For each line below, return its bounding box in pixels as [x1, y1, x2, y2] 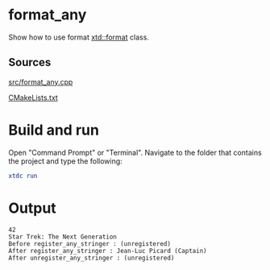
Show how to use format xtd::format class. [8, 32, 149, 42]
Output [8, 199, 56, 217]
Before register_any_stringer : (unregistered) [8, 239, 172, 247]
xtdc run [8, 172, 38, 180]
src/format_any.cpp [8, 77, 73, 86]
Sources [8, 56, 52, 69]
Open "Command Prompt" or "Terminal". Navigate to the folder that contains [8, 147, 262, 157]
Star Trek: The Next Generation [8, 232, 117, 241]
